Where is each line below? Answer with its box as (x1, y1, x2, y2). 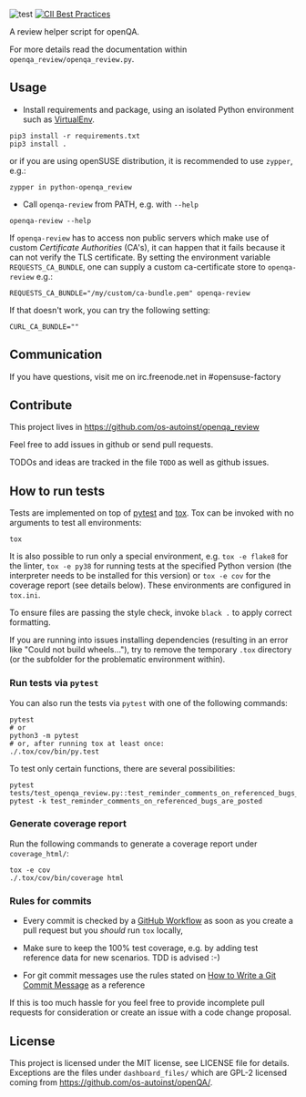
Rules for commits (9, 894, 92, 907)
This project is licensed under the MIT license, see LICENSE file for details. (9, 1057, 290, 1068)
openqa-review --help (9, 216, 92, 225)
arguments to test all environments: (9, 518, 142, 528)
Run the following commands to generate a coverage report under (9, 838, 258, 849)
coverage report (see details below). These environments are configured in (9, 579, 291, 591)
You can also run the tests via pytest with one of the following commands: (9, 697, 289, 708)
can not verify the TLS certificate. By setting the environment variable (9, 251, 271, 262)
